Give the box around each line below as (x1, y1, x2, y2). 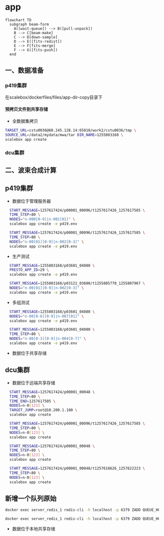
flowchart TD (5, 18, 32, 22)
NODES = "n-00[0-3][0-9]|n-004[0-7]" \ (9, 336, 86, 341)
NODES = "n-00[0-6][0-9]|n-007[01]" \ (9, 314, 84, 319)
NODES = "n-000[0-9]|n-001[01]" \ (9, 217, 76, 222)
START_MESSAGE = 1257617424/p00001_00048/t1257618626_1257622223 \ (9, 466, 145, 471)
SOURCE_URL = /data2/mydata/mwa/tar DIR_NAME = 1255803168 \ (5, 132, 123, 137)
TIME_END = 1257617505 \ (9, 399, 56, 404)
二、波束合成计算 (5, 166, 57, 174)
